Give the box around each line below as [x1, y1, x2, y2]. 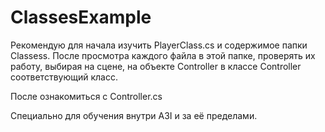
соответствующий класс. [10, 71, 118, 83]
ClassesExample [10, 6, 152, 29]
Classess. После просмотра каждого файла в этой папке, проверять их [10, 49, 316, 61]
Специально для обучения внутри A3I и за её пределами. [10, 109, 258, 121]
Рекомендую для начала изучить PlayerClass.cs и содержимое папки [10, 39, 308, 51]
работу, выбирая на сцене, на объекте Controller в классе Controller [10, 60, 302, 72]
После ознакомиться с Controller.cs [10, 90, 163, 102]
